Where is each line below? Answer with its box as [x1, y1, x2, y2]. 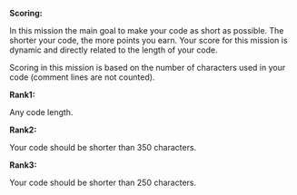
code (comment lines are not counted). [9, 72, 155, 83]
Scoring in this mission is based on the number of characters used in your [9, 63, 286, 73]
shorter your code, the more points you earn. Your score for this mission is [9, 35, 288, 45]
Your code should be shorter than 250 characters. [9, 177, 197, 188]
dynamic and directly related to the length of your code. [9, 44, 218, 55]
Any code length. [9, 107, 74, 117]
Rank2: [9, 124, 37, 135]
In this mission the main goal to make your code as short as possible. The [9, 25, 284, 35]
